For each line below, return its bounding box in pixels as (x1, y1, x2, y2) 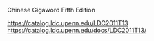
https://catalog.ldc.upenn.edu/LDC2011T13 (7, 19, 128, 27)
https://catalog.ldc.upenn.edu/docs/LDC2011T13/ (7, 27, 147, 34)
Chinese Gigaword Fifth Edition (7, 6, 95, 14)
